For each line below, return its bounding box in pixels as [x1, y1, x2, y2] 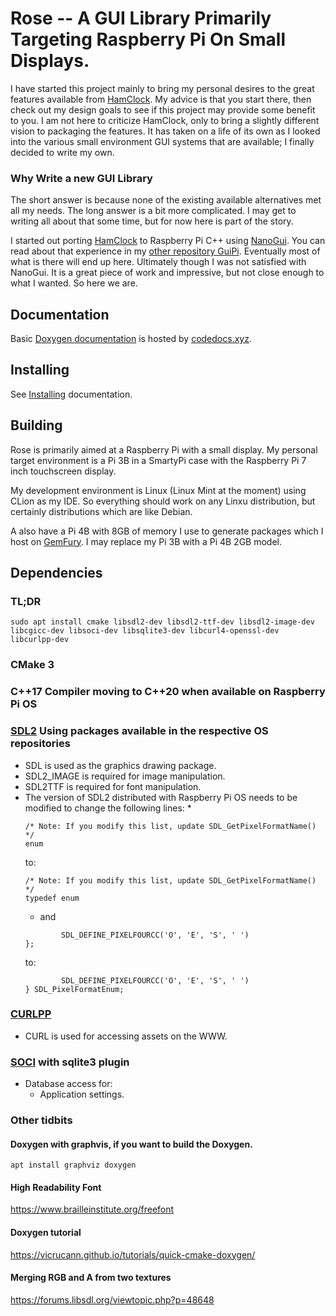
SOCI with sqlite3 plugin [10, 1055, 130, 1069]
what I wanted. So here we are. [10, 277, 138, 289]
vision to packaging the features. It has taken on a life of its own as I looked [10, 125, 321, 137]
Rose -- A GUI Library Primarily [10, 7, 272, 30]
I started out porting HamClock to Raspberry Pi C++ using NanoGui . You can [10, 235, 326, 247]
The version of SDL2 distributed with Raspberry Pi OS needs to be [24, 791, 298, 803]
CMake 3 [10, 658, 55, 672]
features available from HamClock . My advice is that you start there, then [10, 93, 312, 105]
